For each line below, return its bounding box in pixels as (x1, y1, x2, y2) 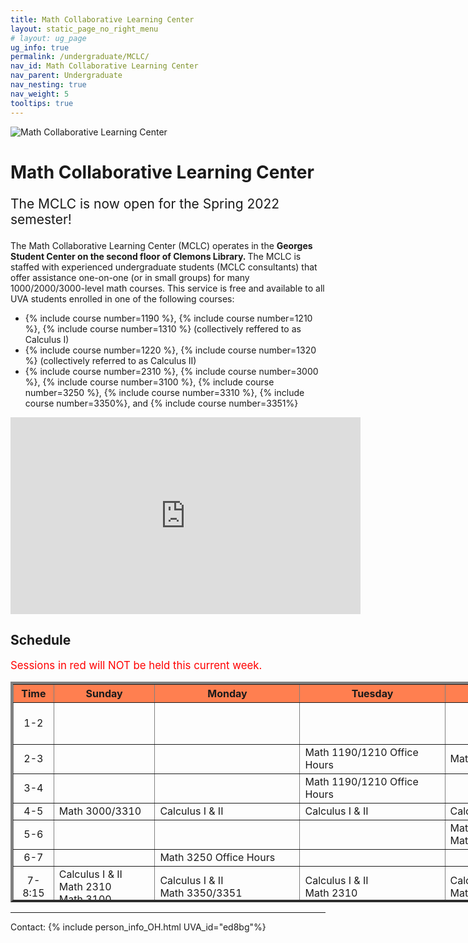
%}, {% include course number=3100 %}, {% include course (24, 376, 275, 388)
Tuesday (351, 687, 394, 701)
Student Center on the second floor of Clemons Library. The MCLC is (10, 250, 302, 262)
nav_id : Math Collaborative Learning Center (10, 61, 199, 71)
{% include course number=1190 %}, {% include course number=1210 (24, 312, 313, 324)
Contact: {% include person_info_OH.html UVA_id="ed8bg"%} (10, 921, 267, 933)
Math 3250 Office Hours (159, 851, 276, 865)
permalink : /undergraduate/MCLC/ (10, 52, 150, 62)
